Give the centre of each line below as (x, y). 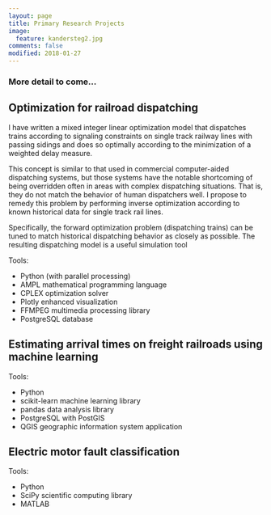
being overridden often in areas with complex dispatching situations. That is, (136, 186)
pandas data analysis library (67, 409)
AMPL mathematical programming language (93, 285)
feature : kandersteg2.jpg (59, 38)
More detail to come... (53, 82)
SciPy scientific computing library (76, 496)
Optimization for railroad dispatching (104, 108)
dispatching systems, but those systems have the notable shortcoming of (131, 177)
